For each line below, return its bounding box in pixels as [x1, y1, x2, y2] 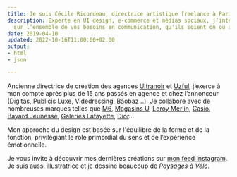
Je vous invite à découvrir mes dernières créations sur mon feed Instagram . [7, 154, 228, 162]
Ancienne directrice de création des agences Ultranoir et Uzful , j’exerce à [7, 82, 221, 90]
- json [7, 56, 27, 63]
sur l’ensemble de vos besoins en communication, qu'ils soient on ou [13, 23, 226, 30]
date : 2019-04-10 [7, 30, 59, 37]
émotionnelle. [7, 140, 47, 149]
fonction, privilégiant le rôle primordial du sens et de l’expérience [7, 133, 196, 141]
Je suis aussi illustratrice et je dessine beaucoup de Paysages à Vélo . [7, 161, 210, 170]
